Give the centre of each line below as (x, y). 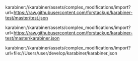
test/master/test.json (27, 18)
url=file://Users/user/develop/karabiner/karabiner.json (61, 53)
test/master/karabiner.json (32, 38)
